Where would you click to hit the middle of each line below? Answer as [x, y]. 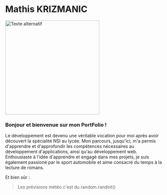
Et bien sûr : [18, 177]
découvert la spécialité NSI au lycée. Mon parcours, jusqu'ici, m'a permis [81, 141]
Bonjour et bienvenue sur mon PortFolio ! [56, 125]
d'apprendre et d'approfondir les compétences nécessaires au [70, 146]
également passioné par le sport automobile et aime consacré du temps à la [83, 162]
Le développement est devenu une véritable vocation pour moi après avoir [82, 136]
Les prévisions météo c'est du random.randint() [66, 187]
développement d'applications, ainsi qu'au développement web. [71, 152]
